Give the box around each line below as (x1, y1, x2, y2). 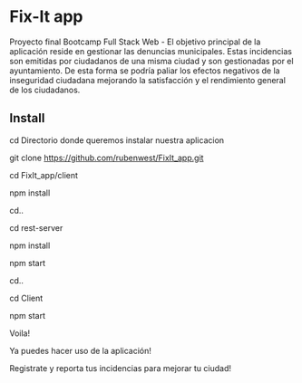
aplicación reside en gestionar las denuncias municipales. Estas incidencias (9, 45, 293, 56)
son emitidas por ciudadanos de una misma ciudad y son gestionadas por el (9, 55, 294, 66)
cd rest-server (9, 222, 63, 233)
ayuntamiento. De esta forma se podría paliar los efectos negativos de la (9, 65, 280, 76)
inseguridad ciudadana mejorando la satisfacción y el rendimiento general (9, 74, 286, 85)
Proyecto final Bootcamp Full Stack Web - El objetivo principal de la (9, 36, 261, 47)
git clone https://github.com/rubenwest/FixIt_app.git (9, 152, 204, 163)
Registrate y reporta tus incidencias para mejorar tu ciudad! (9, 362, 232, 373)
